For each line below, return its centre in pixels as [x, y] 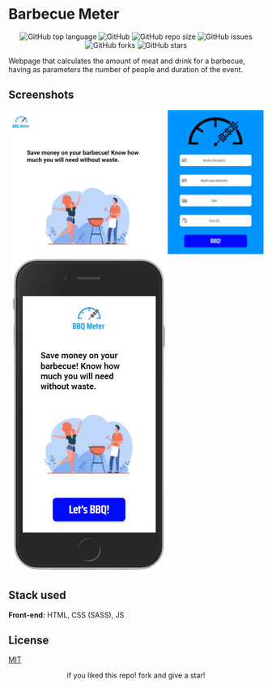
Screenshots [41, 95]
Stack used [37, 595]
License [29, 640]
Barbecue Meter [64, 14]
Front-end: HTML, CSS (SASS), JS [66, 615]
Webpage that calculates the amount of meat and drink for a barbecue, [127, 61]
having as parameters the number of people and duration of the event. [126, 69]
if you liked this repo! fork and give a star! [136, 675]
